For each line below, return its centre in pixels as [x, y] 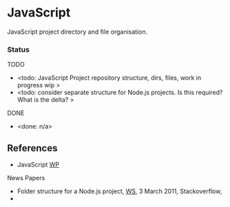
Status [18, 50]
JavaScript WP [38, 165]
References [32, 148]
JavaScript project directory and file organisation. [77, 32]
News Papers [26, 178]
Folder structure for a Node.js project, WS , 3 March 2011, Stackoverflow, [119, 191]
